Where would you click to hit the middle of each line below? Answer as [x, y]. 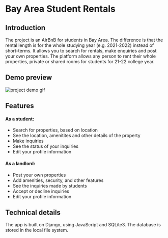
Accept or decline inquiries [41, 191]
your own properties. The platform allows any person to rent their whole [81, 56]
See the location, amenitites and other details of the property [77, 136]
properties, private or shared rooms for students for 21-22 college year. [80, 61]
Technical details [33, 213]
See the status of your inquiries [46, 146]
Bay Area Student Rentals [60, 9]
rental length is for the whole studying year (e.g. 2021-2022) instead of [80, 45]
